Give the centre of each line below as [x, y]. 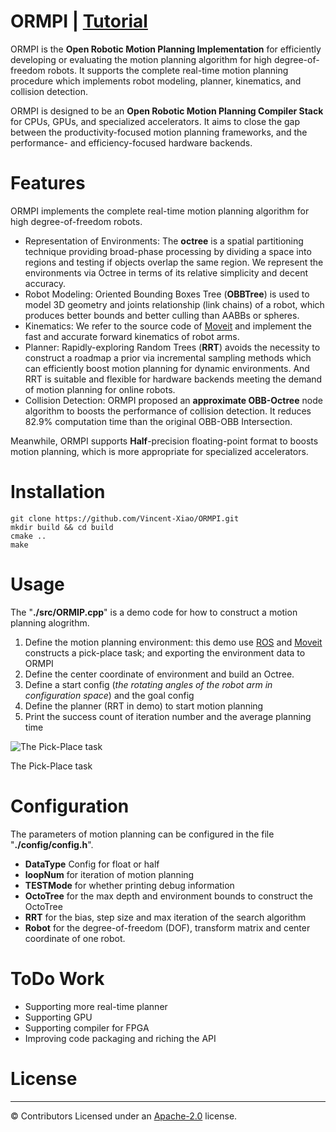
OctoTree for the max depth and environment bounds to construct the [168, 896]
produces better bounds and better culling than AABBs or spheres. [162, 315]
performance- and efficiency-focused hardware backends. [131, 142]
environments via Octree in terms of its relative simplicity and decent [166, 272]
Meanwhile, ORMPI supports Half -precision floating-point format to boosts [164, 441]
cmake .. [28, 536]
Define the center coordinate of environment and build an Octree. [159, 674]
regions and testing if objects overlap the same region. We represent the [174, 262]
